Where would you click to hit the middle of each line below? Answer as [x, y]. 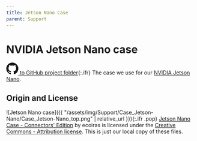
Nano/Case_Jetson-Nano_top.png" [50, 119]
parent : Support [26, 19]
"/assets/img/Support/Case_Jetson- [109, 112]
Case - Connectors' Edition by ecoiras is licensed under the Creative [91, 125]
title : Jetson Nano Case [37, 13]
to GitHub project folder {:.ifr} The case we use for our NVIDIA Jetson [105, 73]
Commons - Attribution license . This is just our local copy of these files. [95, 131]
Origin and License [42, 98]
